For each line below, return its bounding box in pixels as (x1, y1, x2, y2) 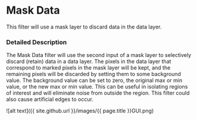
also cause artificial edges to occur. (6, 96, 93, 103)
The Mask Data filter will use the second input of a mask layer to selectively (6, 52, 192, 59)
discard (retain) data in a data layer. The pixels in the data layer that (6, 58, 171, 65)
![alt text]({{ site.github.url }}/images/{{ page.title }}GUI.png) (6, 108, 154, 115)
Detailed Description (6, 38, 67, 46)
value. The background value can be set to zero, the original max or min (6, 77, 183, 84)
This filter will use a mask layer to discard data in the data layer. (6, 23, 162, 30)
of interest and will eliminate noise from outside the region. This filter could (6, 90, 190, 97)
